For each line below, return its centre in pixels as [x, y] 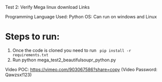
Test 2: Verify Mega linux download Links [47, 7]
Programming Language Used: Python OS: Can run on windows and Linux [81, 17]
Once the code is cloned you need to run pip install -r [72, 50]
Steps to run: [32, 37]
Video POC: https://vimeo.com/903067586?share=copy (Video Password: [81, 69]
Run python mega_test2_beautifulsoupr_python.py [64, 60]
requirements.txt [30, 55]
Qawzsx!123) [18, 75]
